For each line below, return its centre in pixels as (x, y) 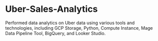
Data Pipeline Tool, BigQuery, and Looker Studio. (56, 33)
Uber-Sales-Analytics (51, 9)
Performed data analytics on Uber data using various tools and (70, 23)
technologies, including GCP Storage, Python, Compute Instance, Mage (79, 28)
